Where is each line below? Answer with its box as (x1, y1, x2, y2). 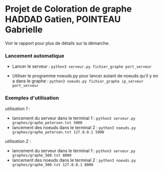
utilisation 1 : (5, 106, 30, 112)
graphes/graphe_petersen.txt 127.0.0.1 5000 (12, 130, 104, 134)
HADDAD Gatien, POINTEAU (5, 14, 121, 25)
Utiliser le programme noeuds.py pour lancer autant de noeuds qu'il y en (12, 73, 159, 79)
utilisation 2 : (5, 138, 31, 144)
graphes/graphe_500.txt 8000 (12, 153, 72, 158)
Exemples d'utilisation (5, 95, 59, 101)
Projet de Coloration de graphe (5, 3, 132, 15)
